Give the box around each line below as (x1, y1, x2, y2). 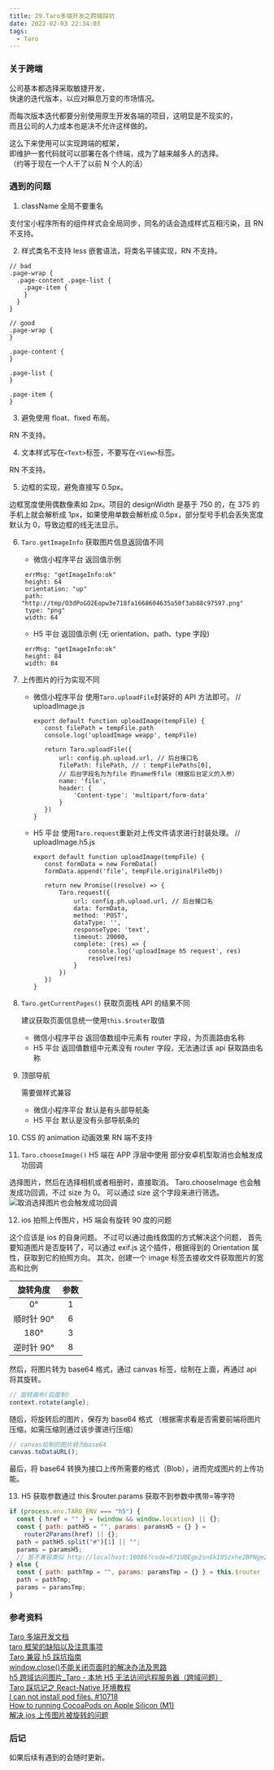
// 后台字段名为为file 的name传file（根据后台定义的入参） (59, 769, 239, 778)
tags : (9, 27, 28, 35)
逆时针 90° (13, 1341, 55, 1353)
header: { (59, 784, 93, 792)
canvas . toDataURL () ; (9, 1448, 80, 1456)
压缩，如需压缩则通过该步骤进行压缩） (9, 1424, 137, 1434)
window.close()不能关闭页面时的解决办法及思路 (9, 1662, 167, 1672)
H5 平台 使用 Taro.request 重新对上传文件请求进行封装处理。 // (33, 828, 241, 838)
